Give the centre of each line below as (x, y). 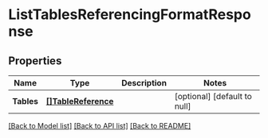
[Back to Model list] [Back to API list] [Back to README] (100, 126)
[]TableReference (80, 101)
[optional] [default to (213, 96)
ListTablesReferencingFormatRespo (130, 15)
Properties (35, 61)
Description (144, 83)
